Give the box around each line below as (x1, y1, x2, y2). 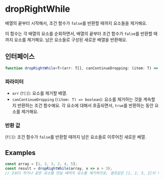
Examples (5, 148, 36, 157)
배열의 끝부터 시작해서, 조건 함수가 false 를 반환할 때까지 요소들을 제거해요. (5, 20, 147, 26)
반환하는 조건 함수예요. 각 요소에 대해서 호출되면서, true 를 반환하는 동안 (17, 102, 154, 108)
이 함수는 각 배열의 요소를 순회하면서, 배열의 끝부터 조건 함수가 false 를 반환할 (5, 30, 153, 36)
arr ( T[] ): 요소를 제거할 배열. (12, 90, 67, 96)
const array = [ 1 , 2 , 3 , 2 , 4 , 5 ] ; (5, 161, 78, 167)
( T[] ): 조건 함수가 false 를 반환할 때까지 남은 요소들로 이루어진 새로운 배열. (5, 134, 146, 140)
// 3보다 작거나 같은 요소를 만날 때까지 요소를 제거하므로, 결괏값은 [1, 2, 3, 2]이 (5, 170, 156, 176)
